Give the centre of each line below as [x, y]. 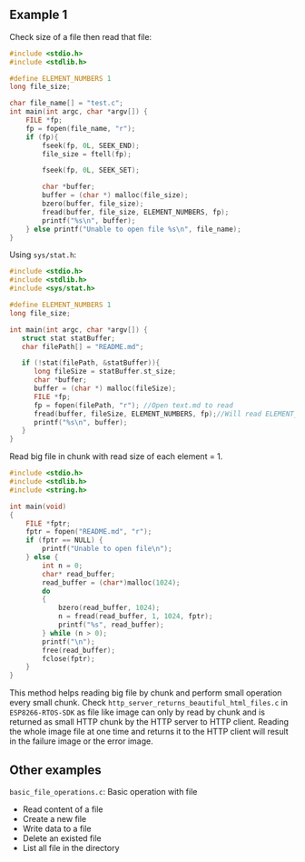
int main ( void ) [38, 506]
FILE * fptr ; [48, 523]
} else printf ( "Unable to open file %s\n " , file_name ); [134, 229]
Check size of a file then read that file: [81, 36]
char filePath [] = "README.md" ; [83, 346]
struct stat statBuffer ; [69, 338]
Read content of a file [63, 809]
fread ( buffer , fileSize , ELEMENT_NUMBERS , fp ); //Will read [147, 414]
